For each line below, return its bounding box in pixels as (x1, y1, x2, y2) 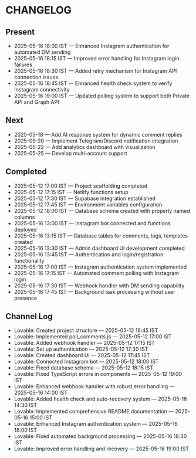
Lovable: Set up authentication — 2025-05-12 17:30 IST (13, 345, 148, 352)
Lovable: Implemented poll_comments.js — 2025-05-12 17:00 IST (13, 333, 172, 340)
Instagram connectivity (13, 86, 70, 93)
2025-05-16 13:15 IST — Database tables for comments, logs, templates (13, 232, 188, 239)
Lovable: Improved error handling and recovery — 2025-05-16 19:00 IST (13, 445, 189, 452)
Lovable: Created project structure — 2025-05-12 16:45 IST (13, 327, 158, 334)
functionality (13, 257, 45, 264)
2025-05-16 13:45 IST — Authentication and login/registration (13, 250, 164, 258)
